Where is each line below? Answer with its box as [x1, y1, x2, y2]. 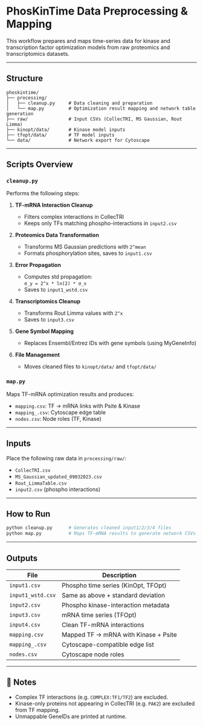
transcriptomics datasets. [6, 50, 69, 57]
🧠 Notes [6, 677, 37, 688]
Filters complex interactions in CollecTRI [24, 213, 124, 221]
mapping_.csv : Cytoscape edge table [14, 408, 106, 416]
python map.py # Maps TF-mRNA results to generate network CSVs [6, 531, 196, 537]
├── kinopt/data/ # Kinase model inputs [6, 126, 126, 133]
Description [101, 571, 137, 579]
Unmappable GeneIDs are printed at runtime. [14, 713, 127, 720]
